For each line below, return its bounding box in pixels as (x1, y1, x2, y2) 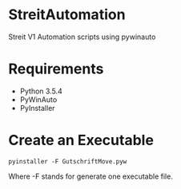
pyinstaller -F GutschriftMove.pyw (8, 157, 127, 165)
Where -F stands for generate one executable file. (8, 171, 174, 181)
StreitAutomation (8, 6, 126, 24)
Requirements (8, 60, 104, 78)
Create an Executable (8, 132, 155, 149)
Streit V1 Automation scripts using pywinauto (8, 32, 156, 41)
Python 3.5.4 (19, 86, 62, 96)
